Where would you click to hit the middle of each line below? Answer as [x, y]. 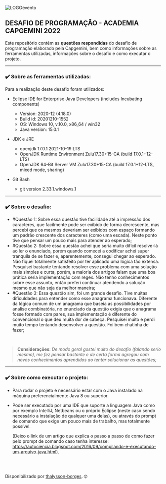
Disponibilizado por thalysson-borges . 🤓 [46, 476]
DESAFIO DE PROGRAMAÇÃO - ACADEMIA [72, 23]
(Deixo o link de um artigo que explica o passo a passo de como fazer [83, 436]
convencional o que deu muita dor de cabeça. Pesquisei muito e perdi [83, 319]
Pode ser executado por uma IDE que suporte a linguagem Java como [83, 405]
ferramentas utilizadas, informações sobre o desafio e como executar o [78, 53]
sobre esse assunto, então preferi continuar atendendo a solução [79, 283]
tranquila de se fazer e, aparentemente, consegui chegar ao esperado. [84, 256]
